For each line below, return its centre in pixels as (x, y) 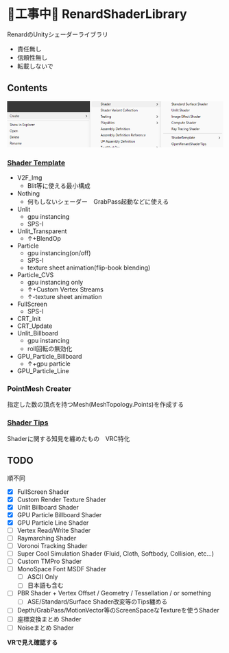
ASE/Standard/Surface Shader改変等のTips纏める (97, 602)
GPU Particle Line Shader (53, 523)
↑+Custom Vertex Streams (65, 289)
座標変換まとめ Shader (49, 619)
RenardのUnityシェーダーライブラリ (58, 34)
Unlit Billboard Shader (48, 507)
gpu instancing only (55, 283)
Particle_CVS (35, 275)
